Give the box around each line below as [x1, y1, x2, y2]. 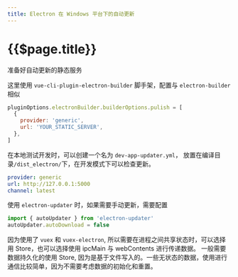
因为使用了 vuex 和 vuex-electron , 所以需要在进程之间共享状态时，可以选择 [7, 236, 226, 244]
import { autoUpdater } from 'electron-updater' [7, 215, 154, 222]
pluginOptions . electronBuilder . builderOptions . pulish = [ [7, 104, 183, 111]
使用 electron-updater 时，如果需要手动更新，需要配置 [7, 201, 168, 209]
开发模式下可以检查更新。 [80, 160, 155, 168]
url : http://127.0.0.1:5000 [7, 180, 91, 187]
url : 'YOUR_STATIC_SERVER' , [20, 124, 103, 131]
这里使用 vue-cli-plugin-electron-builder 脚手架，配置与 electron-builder [7, 80, 231, 89]
